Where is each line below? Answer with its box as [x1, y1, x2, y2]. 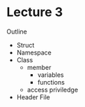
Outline [6, 27, 27, 36]
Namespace [16, 48, 52, 57]
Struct [16, 41, 35, 49]
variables [37, 71, 64, 79]
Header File [16, 92, 50, 101]
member [26, 63, 52, 71]
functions [37, 78, 65, 86]
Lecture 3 [6, 4, 63, 20]
